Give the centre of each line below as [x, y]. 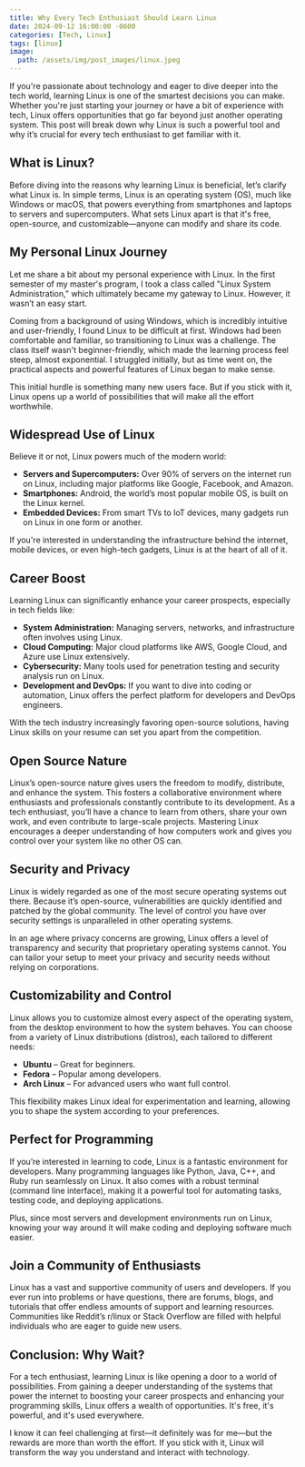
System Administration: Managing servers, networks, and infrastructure [158, 628]
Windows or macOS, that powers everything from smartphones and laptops [151, 204]
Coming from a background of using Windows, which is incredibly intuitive [148, 320]
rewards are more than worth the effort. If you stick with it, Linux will [137, 1442]
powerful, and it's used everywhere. [77, 1415]
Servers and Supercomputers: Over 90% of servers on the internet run [157, 474]
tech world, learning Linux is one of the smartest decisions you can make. [148, 96]
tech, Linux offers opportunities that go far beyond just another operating [146, 115]
